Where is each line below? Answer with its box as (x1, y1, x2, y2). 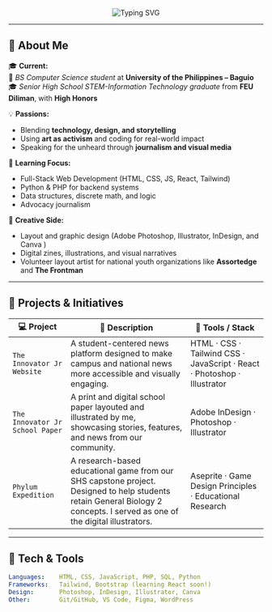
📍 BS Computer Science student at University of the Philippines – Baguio (8, 72, 254, 82)
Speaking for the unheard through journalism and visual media (19, 142, 232, 152)
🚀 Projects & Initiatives (8, 296, 124, 310)
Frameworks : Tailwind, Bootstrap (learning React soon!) (8, 580, 212, 589)
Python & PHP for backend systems (19, 182, 139, 192)
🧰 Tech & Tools (8, 552, 84, 566)
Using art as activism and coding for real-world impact (19, 134, 205, 143)
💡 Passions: (8, 108, 50, 118)
